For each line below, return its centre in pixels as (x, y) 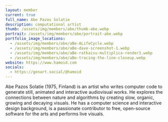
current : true (21, 15)
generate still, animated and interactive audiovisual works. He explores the (84, 92)
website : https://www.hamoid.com (41, 63)
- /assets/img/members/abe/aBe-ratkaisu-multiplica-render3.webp (81, 53)
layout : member (22, 10)
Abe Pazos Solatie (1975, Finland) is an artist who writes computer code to (84, 87)
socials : (15, 67)
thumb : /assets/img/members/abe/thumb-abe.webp (57, 29)
